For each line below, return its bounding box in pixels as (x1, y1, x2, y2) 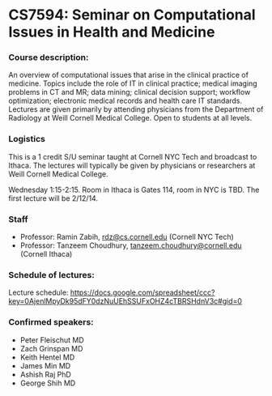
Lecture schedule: (8, 287, 69, 297)
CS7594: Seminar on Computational (8, 6, 257, 24)
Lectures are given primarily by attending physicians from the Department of (8, 104, 264, 114)
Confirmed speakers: (8, 317, 95, 328)
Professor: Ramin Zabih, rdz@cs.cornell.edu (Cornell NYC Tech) (19, 232, 235, 242)
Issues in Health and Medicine (8, 23, 215, 41)
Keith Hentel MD (19, 352, 75, 362)
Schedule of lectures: (8, 270, 95, 280)
